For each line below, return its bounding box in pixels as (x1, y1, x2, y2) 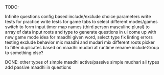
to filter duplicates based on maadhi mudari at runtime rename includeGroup (5, 45, 160, 50)
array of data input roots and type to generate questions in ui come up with (5, 29, 157, 35)
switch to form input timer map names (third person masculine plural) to (5, 24, 150, 30)
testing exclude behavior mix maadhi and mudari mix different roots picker (5, 39, 155, 45)
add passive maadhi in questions (5, 64, 71, 70)
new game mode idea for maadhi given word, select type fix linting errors (5, 34, 153, 40)
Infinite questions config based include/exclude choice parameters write (5, 14, 151, 19)
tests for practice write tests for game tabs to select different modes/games (5, 19, 158, 24)
